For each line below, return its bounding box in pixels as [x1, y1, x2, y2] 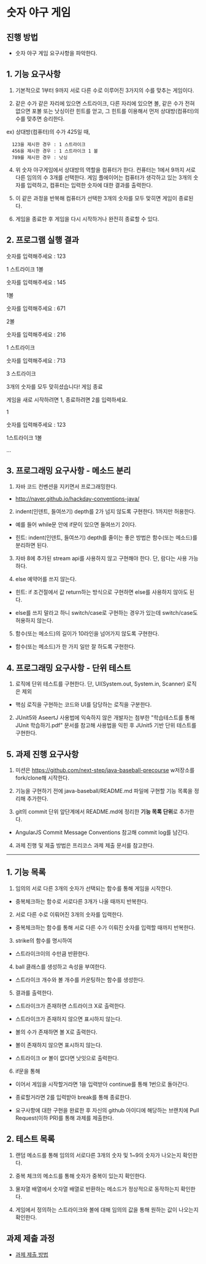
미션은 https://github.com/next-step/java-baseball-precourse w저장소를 [15, 767, 195, 774]
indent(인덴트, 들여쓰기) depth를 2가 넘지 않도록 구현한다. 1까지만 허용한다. [15, 508, 196, 515]
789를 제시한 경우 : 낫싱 [12, 154, 68, 160]
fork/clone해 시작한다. [15, 774, 69, 782]
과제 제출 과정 [6, 1233, 55, 1244]
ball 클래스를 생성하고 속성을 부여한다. [15, 962, 107, 970]
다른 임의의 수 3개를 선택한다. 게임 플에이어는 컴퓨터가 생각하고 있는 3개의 [15, 173, 192, 181]
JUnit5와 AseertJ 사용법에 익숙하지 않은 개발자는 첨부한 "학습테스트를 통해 [15, 714, 195, 722]
